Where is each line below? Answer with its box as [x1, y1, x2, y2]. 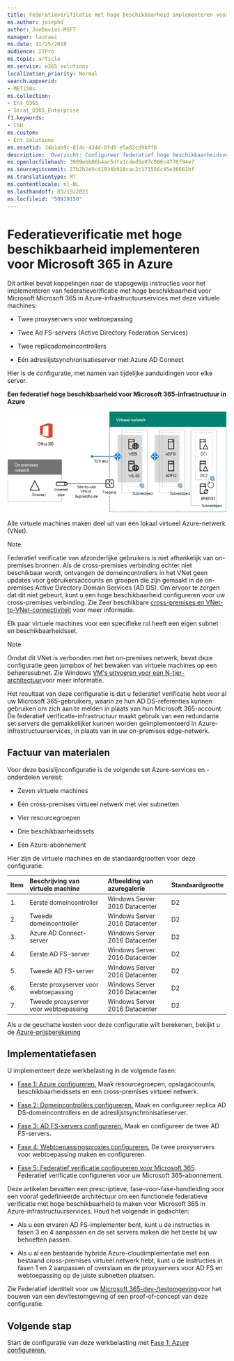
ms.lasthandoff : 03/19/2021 [7, 188, 89, 195]
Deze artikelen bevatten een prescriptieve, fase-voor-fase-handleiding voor [7, 1185, 224, 1193]
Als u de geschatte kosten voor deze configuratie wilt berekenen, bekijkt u [7, 1020, 221, 1028]
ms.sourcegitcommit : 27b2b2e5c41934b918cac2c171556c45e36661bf [7, 166, 195, 173]
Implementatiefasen [7, 1048, 97, 1060]
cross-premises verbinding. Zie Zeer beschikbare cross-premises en [7, 598, 205, 606]
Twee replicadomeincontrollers [17, 342, 107, 351]
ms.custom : [7, 129, 39, 136]
